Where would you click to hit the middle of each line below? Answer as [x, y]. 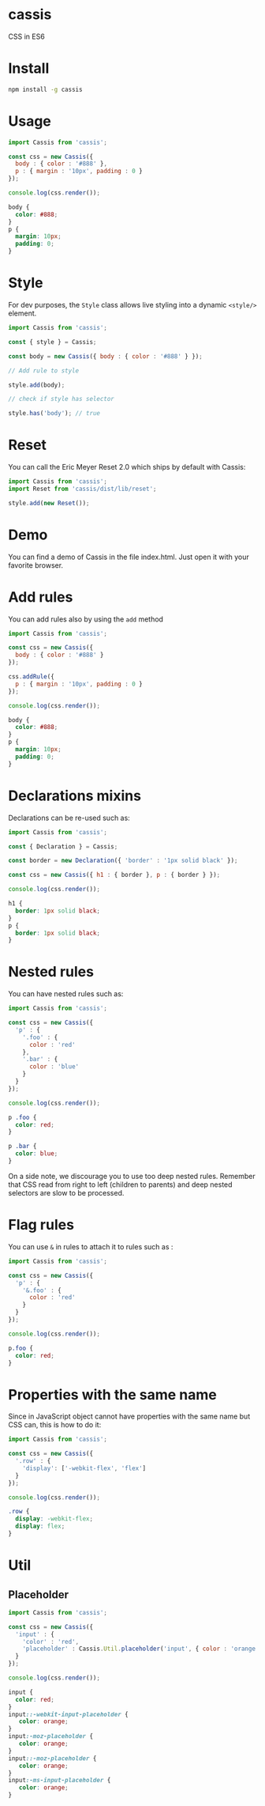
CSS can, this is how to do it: [55, 1425]
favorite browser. [36, 565]
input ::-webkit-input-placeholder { [68, 1714]
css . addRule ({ [32, 677]
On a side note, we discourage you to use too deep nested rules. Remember [132, 1176]
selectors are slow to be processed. [66, 1192]
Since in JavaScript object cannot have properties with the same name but [129, 1416]
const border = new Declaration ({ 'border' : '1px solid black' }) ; [123, 861]
